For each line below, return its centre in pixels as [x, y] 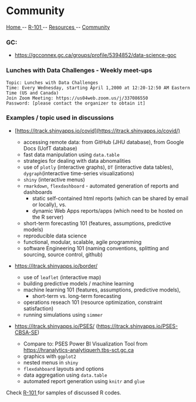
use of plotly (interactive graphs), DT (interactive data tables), [98, 167]
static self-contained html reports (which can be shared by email [110, 198]
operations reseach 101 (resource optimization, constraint [93, 302]
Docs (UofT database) [50, 148]
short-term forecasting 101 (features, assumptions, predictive [97, 223]
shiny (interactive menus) [54, 179]
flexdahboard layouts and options [64, 369]
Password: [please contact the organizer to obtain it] [76, 103]
